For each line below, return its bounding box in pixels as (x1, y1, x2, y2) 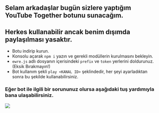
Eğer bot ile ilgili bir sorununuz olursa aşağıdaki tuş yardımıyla (5, 86, 154, 93)
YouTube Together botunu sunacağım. (5, 12, 124, 20)
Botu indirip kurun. (12, 48, 49, 54)
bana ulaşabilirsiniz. (5, 92, 54, 99)
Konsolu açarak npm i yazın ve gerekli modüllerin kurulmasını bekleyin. (12, 53, 154, 59)
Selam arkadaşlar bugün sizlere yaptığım (5, 4, 131, 12)
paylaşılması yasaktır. (5, 35, 73, 43)
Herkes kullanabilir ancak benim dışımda (5, 28, 130, 36)
